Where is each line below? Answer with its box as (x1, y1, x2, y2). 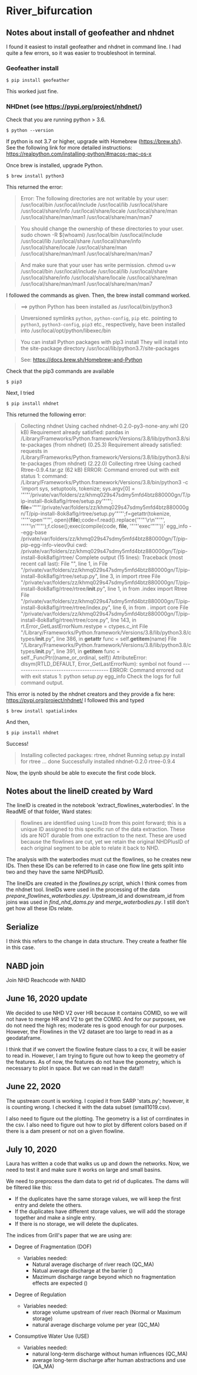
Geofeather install (6, 64, 59, 72)
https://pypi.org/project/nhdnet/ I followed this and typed (6, 696, 144, 703)
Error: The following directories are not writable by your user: (20, 194, 169, 201)
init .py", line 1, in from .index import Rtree (87, 585, 188, 592)
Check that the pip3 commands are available (6, 367, 115, 375)
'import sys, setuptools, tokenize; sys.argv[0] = (20, 485, 135, 492)
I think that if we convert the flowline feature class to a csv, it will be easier (6, 1046, 186, 1053)
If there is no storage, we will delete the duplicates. (14, 1221, 139, 1228)
